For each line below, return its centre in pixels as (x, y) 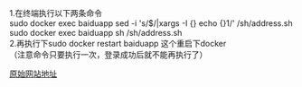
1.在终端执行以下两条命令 (56, 13)
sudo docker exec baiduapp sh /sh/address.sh (96, 33)
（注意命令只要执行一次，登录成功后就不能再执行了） (109, 55)
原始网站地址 (33, 74)
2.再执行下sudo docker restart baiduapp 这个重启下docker (118, 43)
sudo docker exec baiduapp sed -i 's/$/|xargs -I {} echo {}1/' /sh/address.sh (151, 23)
